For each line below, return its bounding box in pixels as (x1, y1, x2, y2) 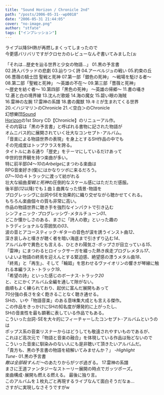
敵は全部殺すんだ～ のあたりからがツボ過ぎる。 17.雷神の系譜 (5, 360, 129, 365)
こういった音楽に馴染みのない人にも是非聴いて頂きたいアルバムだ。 (5, 341, 144, 347)
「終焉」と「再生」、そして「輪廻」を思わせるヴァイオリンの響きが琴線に (5, 260, 155, 266)
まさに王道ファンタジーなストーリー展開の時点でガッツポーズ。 (5, 366, 135, 372)
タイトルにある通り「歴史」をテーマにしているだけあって (5, 149, 122, 154)
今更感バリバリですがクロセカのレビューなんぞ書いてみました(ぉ (5, 51, 137, 57)
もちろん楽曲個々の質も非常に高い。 (5, 198, 79, 204)
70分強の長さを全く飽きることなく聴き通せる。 (5, 291, 102, 297)
